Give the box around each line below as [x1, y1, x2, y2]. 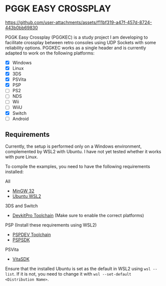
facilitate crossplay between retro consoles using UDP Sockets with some [5, 39, 157, 45]
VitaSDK [12, 256, 30, 262]
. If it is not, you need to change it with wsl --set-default [14, 271, 132, 277]
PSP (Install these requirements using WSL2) [5, 222, 97, 228]
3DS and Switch [5, 203, 38, 209]
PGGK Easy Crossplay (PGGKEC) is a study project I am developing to [5, 34, 148, 40]
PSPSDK [12, 237, 30, 243]
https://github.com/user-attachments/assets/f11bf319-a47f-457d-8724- [5, 19, 153, 25]
